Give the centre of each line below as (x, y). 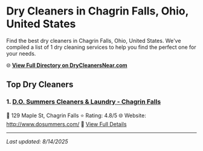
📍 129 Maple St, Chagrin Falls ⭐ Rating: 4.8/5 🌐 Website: (76, 115)
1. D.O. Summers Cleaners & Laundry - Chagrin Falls (84, 102)
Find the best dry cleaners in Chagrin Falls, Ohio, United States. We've (94, 40)
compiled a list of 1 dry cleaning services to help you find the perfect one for (101, 47)
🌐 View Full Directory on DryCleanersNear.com (67, 65)
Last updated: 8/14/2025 (37, 141)
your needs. (21, 53)
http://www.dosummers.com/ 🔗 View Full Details (66, 124)
